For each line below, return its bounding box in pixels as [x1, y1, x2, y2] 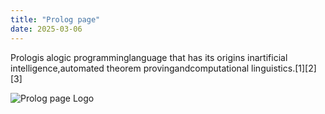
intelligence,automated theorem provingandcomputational [10, 62, 250, 74]
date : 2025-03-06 [10, 24, 83, 34]
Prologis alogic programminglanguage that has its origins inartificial [10, 51, 288, 63]
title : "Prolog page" [10, 14, 101, 25]
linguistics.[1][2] [251, 62, 317, 74]
